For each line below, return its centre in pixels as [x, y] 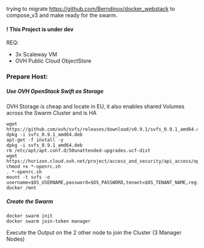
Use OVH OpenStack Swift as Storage [55, 91]
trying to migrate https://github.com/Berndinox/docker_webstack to [91, 9]
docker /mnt [21, 188]
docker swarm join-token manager [49, 221]
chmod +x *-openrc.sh [34, 167]
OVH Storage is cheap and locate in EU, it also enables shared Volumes [96, 106]
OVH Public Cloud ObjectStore [53, 61]
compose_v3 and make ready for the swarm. [62, 15]
